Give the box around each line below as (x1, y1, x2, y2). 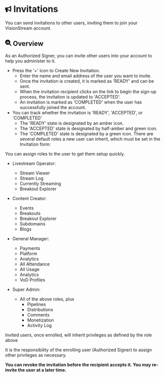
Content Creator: (12, 195, 47, 201)
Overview (12, 40, 44, 48)
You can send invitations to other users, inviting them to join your (5, 20, 138, 26)
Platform (19, 250, 37, 256)
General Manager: (12, 235, 50, 241)
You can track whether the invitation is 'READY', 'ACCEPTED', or (12, 109, 143, 115)
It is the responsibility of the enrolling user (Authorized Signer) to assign (5, 347, 152, 353)
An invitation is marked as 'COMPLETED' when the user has (19, 99, 142, 105)
